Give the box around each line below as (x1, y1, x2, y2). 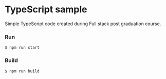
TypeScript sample (5, 4, 87, 15)
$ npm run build (5, 68, 40, 74)
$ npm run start (5, 45, 40, 50)
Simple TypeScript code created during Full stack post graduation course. (5, 21, 161, 27)
